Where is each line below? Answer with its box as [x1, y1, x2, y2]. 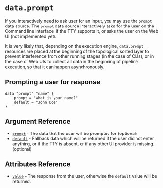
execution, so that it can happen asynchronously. [5, 64, 105, 70]
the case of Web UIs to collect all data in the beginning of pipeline [5, 58, 138, 64]
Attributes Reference [5, 160, 71, 168]
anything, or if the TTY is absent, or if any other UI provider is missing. [12, 141, 155, 147]
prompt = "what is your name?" [14, 95, 78, 100]
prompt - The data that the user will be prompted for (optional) [12, 130, 137, 136]
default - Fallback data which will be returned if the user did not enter [12, 135, 154, 141]
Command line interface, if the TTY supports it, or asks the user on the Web [5, 28, 159, 34]
